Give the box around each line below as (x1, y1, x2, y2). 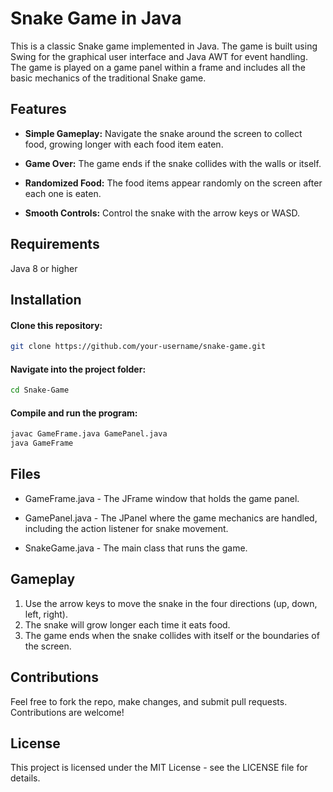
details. (10, 772, 41, 784)
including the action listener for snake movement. (24, 522, 229, 534)
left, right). (24, 608, 68, 620)
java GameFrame (10, 438, 74, 449)
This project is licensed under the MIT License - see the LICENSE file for (10, 762, 308, 774)
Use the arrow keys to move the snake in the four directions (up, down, (24, 597, 318, 609)
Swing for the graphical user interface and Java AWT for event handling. (10, 50, 308, 62)
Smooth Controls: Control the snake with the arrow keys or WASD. (24, 207, 301, 219)
